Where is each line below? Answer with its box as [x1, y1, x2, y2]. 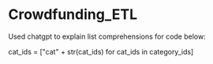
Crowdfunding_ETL [8, 6, 138, 24]
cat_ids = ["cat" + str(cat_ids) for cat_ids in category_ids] [8, 47, 194, 56]
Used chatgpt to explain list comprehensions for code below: [8, 32, 207, 41]
